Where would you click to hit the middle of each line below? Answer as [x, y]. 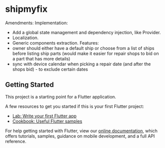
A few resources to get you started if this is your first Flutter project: [75, 106]
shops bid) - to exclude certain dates [50, 69]
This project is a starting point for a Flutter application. [61, 97]
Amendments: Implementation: [37, 23]
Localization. [25, 38]
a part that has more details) [41, 58]
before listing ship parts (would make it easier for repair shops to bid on [85, 53]
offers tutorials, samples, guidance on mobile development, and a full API [80, 136]
